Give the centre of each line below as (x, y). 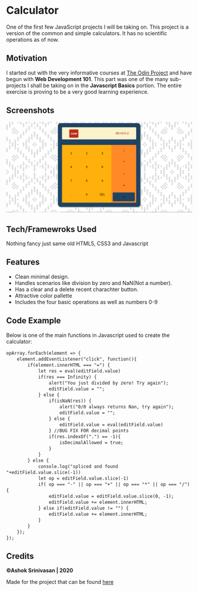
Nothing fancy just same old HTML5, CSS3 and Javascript (77, 244)
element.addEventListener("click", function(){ (77, 359)
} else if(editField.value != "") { (83, 508)
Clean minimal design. (42, 276)
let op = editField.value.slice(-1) (83, 478)
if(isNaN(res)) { (70, 401)
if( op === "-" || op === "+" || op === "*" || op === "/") (114, 484)
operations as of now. (33, 39)
